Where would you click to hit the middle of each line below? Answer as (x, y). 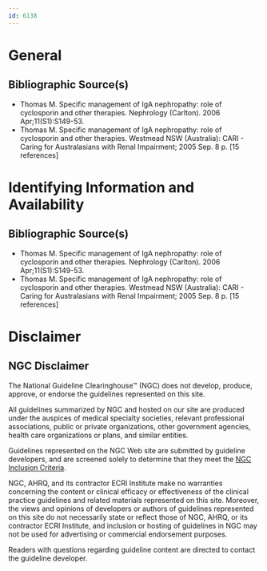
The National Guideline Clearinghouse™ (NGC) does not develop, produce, (131, 385)
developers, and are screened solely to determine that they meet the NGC (130, 459)
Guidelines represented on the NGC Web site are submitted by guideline (127, 450)
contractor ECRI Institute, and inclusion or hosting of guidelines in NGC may (133, 525)
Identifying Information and (101, 187)
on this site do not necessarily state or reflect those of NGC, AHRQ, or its (128, 517)
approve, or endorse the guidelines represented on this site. (107, 394)
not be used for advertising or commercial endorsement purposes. (118, 534)
